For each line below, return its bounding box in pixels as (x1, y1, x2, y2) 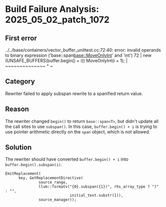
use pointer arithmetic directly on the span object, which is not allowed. (5, 128, 151, 135)
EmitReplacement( (5, 171, 41, 176)
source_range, (38, 180, 68, 185)
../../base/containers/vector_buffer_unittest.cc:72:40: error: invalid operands (5, 47, 162, 53)
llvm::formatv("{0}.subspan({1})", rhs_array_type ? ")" (38, 184, 159, 190)
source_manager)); (38, 198, 77, 203)
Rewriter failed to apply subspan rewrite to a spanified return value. (5, 91, 143, 97)
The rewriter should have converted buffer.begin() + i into (5, 156, 129, 162)
